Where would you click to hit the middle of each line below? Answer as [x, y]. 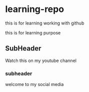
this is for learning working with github [45, 23]
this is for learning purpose [33, 32]
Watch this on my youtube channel [41, 60]
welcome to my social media [34, 84]
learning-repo [34, 9]
